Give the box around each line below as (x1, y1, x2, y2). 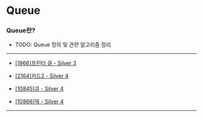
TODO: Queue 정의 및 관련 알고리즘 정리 (14, 41, 111, 48)
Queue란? (6, 27, 36, 35)
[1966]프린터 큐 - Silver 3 (14, 60, 77, 67)
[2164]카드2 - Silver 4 (14, 72, 69, 80)
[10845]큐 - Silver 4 (14, 85, 64, 92)
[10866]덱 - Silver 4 (14, 98, 64, 106)
